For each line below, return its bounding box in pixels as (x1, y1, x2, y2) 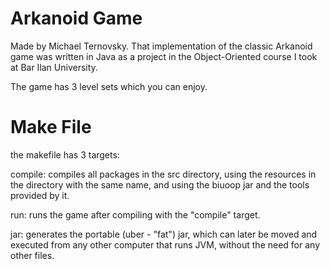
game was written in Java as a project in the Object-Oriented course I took (10, 50, 318, 62)
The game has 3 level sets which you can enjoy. (10, 80, 208, 92)
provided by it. (10, 189, 70, 201)
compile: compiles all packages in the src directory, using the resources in (10, 168, 317, 180)
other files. (10, 249, 55, 261)
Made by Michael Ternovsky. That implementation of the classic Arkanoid (10, 40, 313, 52)
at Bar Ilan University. (10, 61, 98, 73)
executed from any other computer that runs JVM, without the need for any (10, 238, 321, 251)
